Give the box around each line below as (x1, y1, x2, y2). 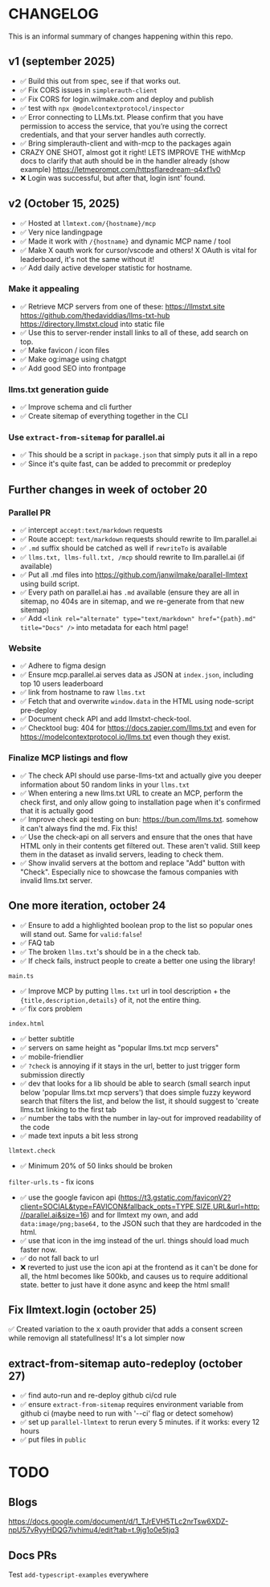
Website (8, 643, 42, 654)
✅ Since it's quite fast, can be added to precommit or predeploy (19, 459, 231, 468)
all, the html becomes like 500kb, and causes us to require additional (19, 1271, 248, 1281)
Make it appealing (8, 283, 80, 294)
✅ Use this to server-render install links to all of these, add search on (19, 327, 249, 337)
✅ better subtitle (19, 1033, 75, 1043)
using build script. (19, 579, 80, 589)
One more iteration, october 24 (8, 899, 166, 913)
